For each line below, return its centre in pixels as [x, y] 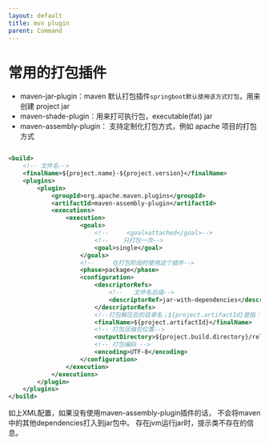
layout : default [35, 16]
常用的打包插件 [58, 72]
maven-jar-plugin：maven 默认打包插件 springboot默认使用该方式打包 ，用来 [140, 96]
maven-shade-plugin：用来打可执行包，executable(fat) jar [116, 116]
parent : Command [35, 30]
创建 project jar [45, 106]
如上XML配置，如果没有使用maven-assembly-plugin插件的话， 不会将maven [134, 413]
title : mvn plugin [39, 23]
